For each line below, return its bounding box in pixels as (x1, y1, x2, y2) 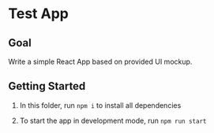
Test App (8, 5, 69, 23)
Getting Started (8, 79, 86, 93)
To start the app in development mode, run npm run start (19, 116, 207, 125)
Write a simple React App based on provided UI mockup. (8, 57, 193, 66)
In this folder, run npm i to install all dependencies (19, 100, 182, 110)
